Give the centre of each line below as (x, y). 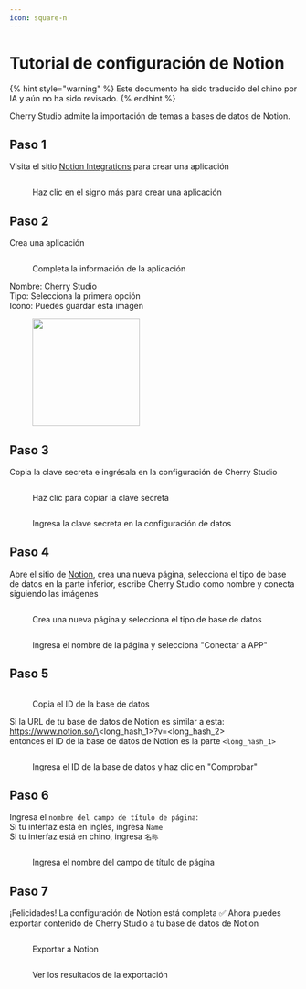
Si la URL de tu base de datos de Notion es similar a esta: (117, 721)
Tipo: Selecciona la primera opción (75, 296)
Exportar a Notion (65, 949)
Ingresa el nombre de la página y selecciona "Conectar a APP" (150, 644)
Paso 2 (29, 221)
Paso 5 (29, 674)
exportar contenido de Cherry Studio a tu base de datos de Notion (134, 923)
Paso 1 (28, 144)
